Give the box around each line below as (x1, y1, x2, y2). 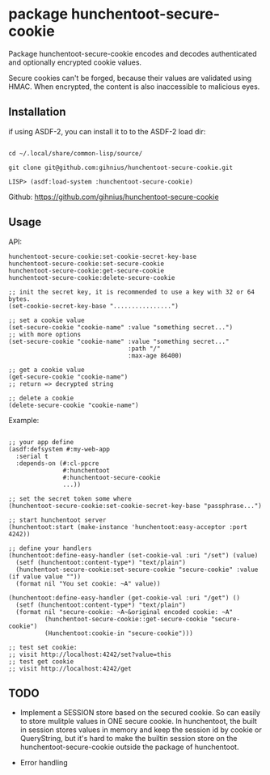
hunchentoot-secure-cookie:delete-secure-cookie (8, 273, 175, 282)
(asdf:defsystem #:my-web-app (8, 445, 111, 453)
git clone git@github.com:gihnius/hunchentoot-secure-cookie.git (8, 163, 233, 172)
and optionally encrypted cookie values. (8, 57, 142, 67)
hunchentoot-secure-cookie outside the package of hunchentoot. (19, 742, 239, 752)
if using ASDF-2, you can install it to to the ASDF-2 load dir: (8, 126, 206, 136)
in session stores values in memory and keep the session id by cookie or (19, 725, 263, 735)
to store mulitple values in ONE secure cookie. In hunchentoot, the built (19, 717, 257, 726)
